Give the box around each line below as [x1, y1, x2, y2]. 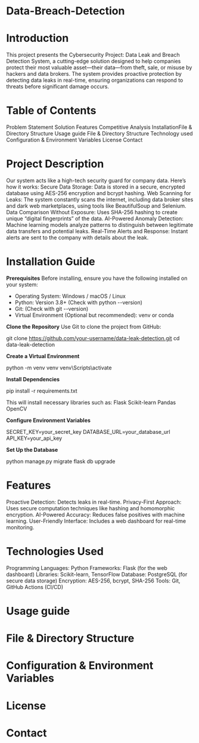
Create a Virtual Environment [6, 352, 80, 359]
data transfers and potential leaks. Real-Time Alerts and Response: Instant [6, 228, 188, 235]
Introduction [6, 32, 69, 45]
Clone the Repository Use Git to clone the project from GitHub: [6, 323, 161, 330]
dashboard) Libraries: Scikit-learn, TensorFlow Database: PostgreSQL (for [6, 571, 188, 578]
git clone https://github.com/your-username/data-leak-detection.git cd [6, 334, 180, 341]
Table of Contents [6, 104, 97, 118]
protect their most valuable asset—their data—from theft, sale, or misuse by [6, 64, 192, 71]
